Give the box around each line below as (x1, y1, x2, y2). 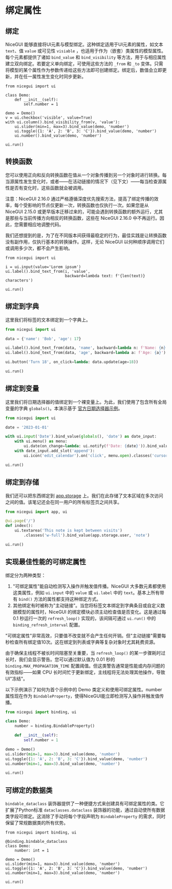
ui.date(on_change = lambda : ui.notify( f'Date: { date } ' (24, 444, 141, 449)
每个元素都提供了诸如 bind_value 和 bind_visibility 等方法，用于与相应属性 (5, 54, 166, 60)
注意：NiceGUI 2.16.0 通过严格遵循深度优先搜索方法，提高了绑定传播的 (5, 196, 155, 202)
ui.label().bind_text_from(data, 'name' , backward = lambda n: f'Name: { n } (5, 345, 166, 351)
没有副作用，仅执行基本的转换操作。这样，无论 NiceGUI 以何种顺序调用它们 (5, 238, 165, 244)
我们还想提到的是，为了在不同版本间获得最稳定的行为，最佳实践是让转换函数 (5, 232, 167, 238)
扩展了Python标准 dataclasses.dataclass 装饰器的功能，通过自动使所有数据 (5, 807, 165, 813)
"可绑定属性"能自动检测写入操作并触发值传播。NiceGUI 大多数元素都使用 (12, 583, 166, 589)
